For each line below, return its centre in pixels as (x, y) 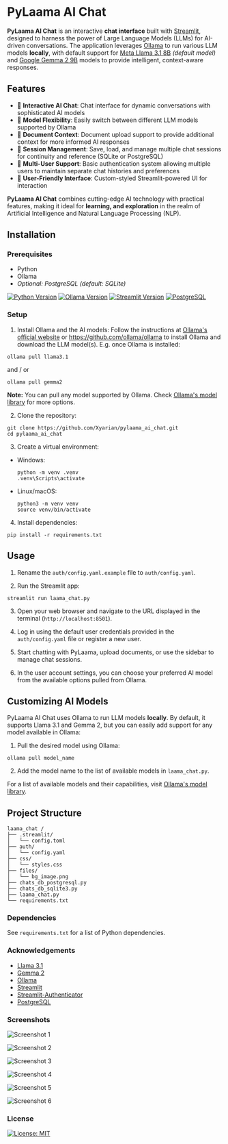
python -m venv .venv (47, 472)
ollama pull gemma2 (35, 382)
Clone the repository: (47, 415)
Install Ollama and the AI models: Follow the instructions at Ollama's (112, 329)
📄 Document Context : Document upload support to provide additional (115, 134)
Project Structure (44, 813)
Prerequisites (30, 254)
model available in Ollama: (44, 732)
